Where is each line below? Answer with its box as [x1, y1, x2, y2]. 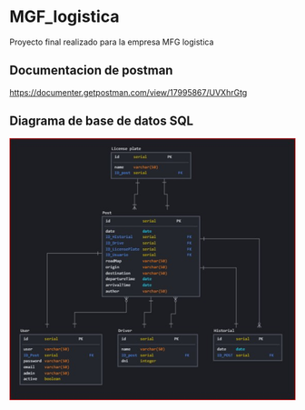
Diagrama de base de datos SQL [9, 114, 193, 129]
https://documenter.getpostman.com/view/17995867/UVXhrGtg [9, 86, 248, 97]
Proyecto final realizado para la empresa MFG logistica [9, 36, 214, 47]
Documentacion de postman [9, 63, 173, 78]
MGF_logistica [9, 6, 120, 27]
